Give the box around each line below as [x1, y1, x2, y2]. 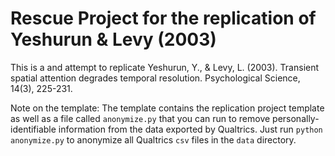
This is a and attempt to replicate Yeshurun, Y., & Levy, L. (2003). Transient [10, 61, 320, 73]
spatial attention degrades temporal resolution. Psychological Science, [10, 72, 301, 84]
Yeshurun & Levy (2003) [10, 28, 217, 51]
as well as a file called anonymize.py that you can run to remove [10, 112, 271, 124]
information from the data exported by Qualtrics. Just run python [58, 123, 323, 135]
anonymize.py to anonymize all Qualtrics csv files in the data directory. [10, 133, 297, 146]
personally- [272, 112, 320, 124]
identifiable [10, 123, 57, 135]
